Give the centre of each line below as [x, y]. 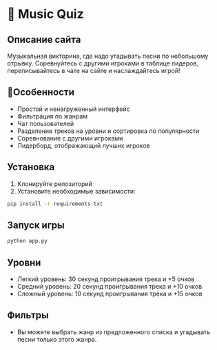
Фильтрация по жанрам [52, 116]
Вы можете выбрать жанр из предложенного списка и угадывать [114, 332]
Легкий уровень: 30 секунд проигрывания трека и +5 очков [106, 279]
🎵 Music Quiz [45, 14]
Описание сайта [44, 40]
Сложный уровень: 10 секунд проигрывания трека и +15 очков [110, 294]
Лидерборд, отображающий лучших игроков [83, 145]
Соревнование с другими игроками [70, 138]
